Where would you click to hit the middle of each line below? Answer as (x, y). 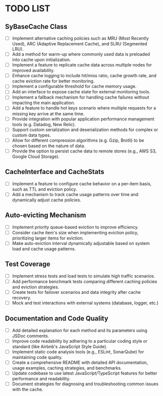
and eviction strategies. (36, 287)
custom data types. (31, 135)
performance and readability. (41, 378)
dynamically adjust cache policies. (46, 200)
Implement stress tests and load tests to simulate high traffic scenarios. (84, 276)
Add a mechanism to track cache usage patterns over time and (75, 194)
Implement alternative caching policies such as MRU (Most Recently (81, 38)
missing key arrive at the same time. (48, 113)
